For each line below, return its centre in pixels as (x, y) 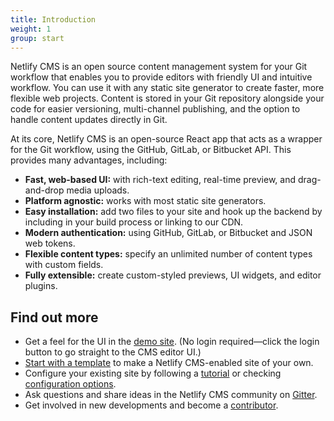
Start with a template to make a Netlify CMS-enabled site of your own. (169, 363)
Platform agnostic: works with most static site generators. (145, 201)
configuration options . (70, 384)
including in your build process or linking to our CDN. (134, 222)
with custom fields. (64, 265)
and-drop (44, 190)
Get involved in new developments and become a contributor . (151, 405)
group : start (37, 38)
